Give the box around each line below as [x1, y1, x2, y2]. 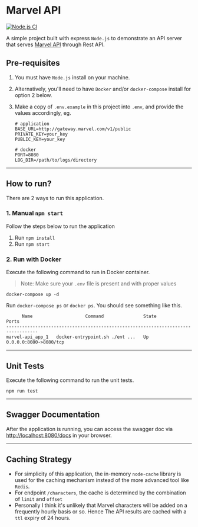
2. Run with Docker [6, 255, 62, 263]
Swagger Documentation [6, 410, 100, 420]
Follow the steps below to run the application [6, 223, 115, 230]
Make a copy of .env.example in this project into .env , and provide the [14, 103, 184, 110]
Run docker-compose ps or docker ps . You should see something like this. [6, 302, 183, 309]
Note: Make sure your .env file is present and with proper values [20, 280, 177, 287]
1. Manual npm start [6, 209, 64, 217]
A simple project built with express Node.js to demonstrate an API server [6, 34, 183, 41]
